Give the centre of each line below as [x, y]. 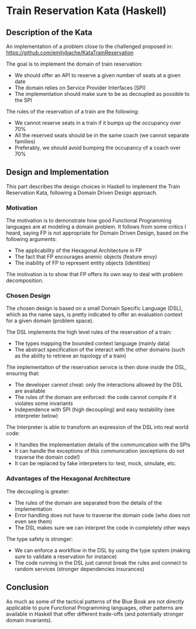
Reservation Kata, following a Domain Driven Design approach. [82, 193]
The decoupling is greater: [38, 491]
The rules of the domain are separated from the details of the [88, 503]
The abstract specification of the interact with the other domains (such [100, 350]
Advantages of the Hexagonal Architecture [68, 479]
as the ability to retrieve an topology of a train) [70, 356]
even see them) [33, 521]
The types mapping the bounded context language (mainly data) [92, 343]
